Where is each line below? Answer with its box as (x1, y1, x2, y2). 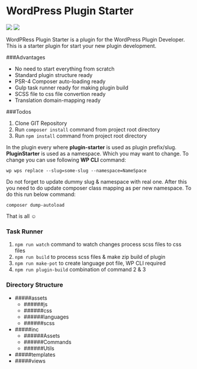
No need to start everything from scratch (14, 65, 115, 72)
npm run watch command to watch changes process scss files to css (14, 241, 182, 248)
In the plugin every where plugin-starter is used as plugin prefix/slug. (6, 143, 177, 150)
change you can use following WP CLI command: (6, 156, 126, 163)
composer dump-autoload (6, 202, 65, 208)
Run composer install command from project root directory (14, 126, 160, 133)
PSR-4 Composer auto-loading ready (14, 78, 106, 85)
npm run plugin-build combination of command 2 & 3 (14, 266, 146, 273)
